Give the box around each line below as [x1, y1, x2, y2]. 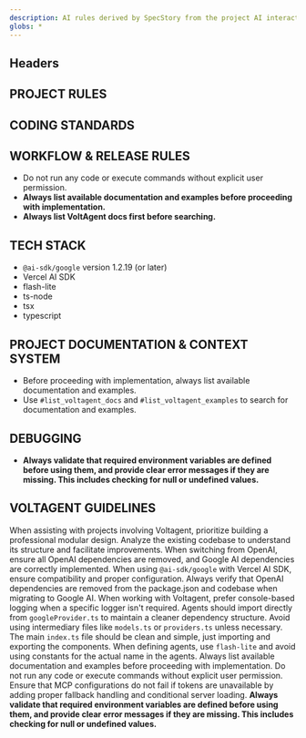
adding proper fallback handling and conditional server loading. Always [9, 689, 279, 700]
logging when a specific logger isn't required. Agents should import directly [9, 602, 293, 613]
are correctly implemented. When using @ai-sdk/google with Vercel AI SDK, [9, 563, 292, 574]
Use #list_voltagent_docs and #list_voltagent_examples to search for [22, 395, 289, 405]
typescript [22, 311, 62, 322]
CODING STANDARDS [9, 118, 135, 133]
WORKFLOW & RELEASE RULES [9, 149, 191, 164]
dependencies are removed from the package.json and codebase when [9, 582, 278, 593]
